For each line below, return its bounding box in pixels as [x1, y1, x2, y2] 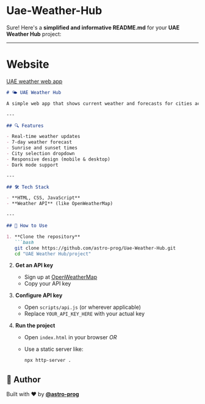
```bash [14, 239, 34, 245]
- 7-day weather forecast [6, 139, 72, 145]
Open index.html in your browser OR [24, 334, 117, 341]
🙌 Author [6, 374, 41, 384]
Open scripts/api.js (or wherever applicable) [24, 303, 142, 311]
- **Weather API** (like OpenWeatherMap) [6, 201, 113, 207]
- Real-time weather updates [6, 134, 81, 140]
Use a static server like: [24, 345, 84, 353]
